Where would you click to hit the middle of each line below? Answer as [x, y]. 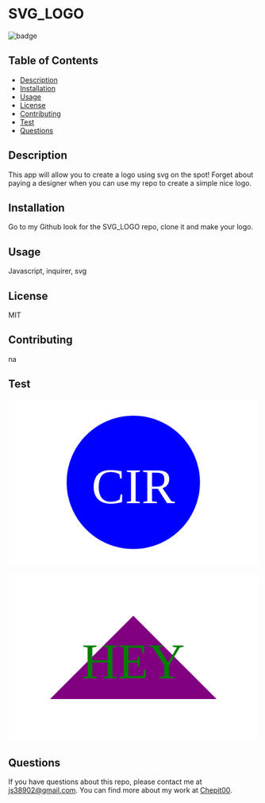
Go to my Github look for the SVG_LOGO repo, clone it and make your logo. [131, 227]
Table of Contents [54, 61]
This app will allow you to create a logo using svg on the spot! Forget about [131, 175]
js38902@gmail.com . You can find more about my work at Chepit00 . [120, 790]
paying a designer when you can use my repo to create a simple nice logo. [130, 182]
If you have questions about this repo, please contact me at [105, 782]
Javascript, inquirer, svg [48, 271]
